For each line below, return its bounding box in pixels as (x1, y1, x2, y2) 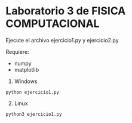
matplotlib (14, 66, 39, 73)
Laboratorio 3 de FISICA (5, 4, 126, 18)
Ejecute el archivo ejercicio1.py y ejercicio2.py (5, 36, 119, 44)
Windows (14, 78, 38, 85)
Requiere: (5, 48, 29, 55)
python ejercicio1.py (5, 89, 60, 95)
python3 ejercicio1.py (5, 111, 62, 117)
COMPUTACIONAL (5, 17, 100, 30)
